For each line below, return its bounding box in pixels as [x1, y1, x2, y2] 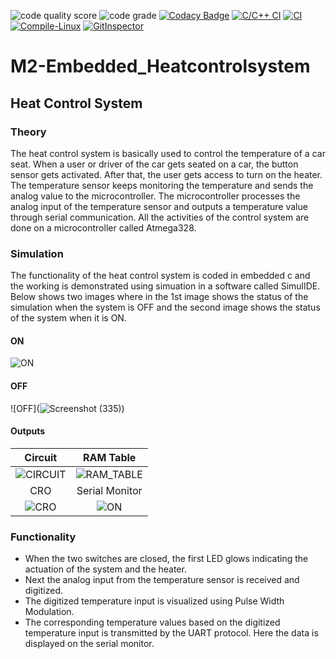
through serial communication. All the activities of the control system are [10, 211, 310, 223]
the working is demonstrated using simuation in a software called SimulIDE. [10, 280, 321, 292]
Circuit [24, 450, 58, 464]
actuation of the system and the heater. [24, 563, 187, 575]
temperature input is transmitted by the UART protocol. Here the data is [24, 627, 319, 639]
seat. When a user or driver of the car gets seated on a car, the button [10, 158, 299, 170]
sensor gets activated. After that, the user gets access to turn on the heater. [10, 168, 323, 180]
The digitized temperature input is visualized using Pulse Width [24, 595, 285, 607]
